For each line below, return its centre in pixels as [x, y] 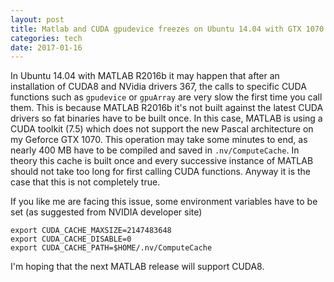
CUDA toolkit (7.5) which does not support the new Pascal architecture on [162, 129]
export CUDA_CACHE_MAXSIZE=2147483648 [91, 231]
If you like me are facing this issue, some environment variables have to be [164, 202]
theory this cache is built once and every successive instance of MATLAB [162, 161]
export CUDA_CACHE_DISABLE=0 [71, 239]
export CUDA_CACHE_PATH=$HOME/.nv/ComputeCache [111, 248]
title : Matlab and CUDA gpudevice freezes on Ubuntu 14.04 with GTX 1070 [167, 29]
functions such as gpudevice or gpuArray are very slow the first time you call [166, 97]
